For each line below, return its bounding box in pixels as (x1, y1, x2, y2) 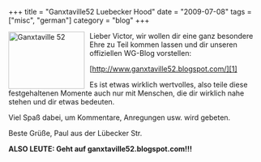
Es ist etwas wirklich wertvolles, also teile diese (89, 80, 248, 89)
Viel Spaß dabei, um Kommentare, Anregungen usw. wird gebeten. (8, 113, 231, 122)
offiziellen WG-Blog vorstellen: (89, 49, 192, 58)
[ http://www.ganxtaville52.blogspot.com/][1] (89, 64, 237, 74)
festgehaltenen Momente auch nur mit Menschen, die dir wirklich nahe (8, 88, 245, 98)
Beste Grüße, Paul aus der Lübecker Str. (8, 129, 143, 138)
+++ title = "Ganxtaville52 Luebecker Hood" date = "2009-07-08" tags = (8, 7, 252, 16)
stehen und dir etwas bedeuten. (8, 97, 115, 106)
